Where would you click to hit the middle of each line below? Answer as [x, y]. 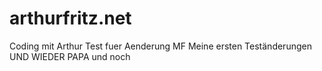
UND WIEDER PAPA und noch [70, 56]
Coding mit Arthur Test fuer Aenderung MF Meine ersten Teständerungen [160, 46]
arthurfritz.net [70, 18]
